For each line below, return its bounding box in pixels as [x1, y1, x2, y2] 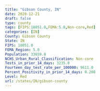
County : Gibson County [5, 34, 50, 39]
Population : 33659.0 [5, 52, 47, 57]
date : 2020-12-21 [5, 12, 40, 16]
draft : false [5, 16, 31, 21]
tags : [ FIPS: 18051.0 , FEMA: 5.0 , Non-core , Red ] [5, 25, 96, 30]
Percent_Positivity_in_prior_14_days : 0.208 [5, 70, 96, 75]
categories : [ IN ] [5, 29, 40, 34]
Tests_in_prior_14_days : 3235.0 [5, 61, 70, 65]
